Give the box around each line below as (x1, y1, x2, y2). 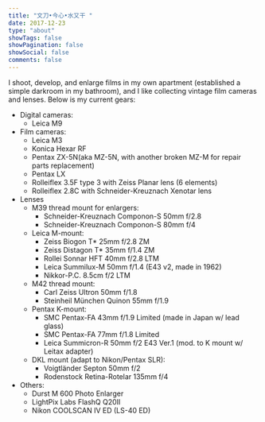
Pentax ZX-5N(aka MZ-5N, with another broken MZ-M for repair (31, 152, 241, 161)
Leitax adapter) (43, 347, 94, 356)
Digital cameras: (19, 110, 74, 119)
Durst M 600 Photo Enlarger (31, 389, 124, 398)
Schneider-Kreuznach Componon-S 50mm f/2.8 (43, 211, 201, 221)
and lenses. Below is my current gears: (8, 95, 136, 104)
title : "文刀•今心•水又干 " (8, 11, 93, 20)
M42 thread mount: (31, 279, 95, 288)
